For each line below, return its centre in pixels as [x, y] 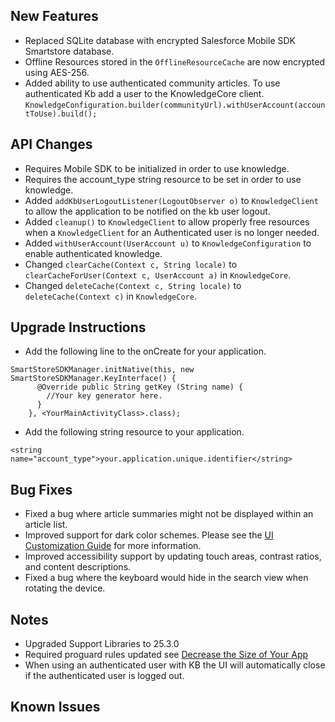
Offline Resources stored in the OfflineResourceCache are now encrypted [175, 61]
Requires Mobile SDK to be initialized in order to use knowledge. [157, 168]
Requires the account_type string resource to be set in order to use [163, 179]
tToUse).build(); [61, 114]
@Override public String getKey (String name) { [140, 387]
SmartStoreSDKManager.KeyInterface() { [93, 379]
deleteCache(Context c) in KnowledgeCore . [110, 296]
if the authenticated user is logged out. [104, 676]
